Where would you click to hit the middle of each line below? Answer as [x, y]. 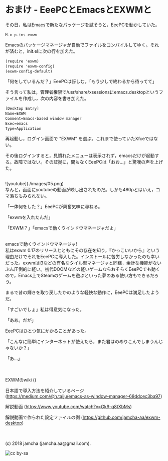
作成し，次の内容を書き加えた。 [55, 98]
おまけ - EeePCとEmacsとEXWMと [78, 10]
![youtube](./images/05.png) [35, 183]
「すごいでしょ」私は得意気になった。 [45, 309]
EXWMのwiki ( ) [21, 379]
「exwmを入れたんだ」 [29, 217]
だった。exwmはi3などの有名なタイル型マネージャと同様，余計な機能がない [83, 263]
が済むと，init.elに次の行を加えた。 [41, 51]
